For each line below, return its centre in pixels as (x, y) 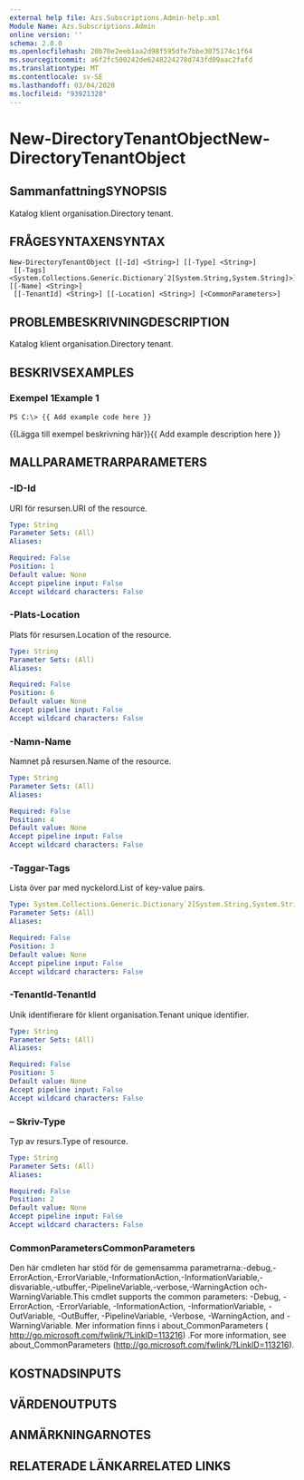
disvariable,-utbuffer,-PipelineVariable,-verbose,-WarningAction (128, 1287)
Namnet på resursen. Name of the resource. (90, 761)
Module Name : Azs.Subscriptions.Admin (82, 26)
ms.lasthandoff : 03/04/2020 (62, 85)
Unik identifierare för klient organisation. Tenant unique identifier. (129, 1014)
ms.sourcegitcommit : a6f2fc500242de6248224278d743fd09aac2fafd (131, 60)
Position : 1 (32, 566)
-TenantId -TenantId (53, 995)
